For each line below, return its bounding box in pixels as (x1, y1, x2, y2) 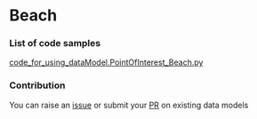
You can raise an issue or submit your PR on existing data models (9, 99, 249, 110)
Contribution (9, 79, 66, 91)
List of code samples (9, 37, 100, 50)
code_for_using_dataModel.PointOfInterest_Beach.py (9, 57, 204, 67)
